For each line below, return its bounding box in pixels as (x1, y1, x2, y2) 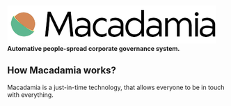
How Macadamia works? (7, 65, 117, 77)
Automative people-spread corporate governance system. (7, 45, 180, 52)
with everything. (7, 90, 54, 99)
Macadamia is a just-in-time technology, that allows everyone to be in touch (7, 83, 225, 91)
